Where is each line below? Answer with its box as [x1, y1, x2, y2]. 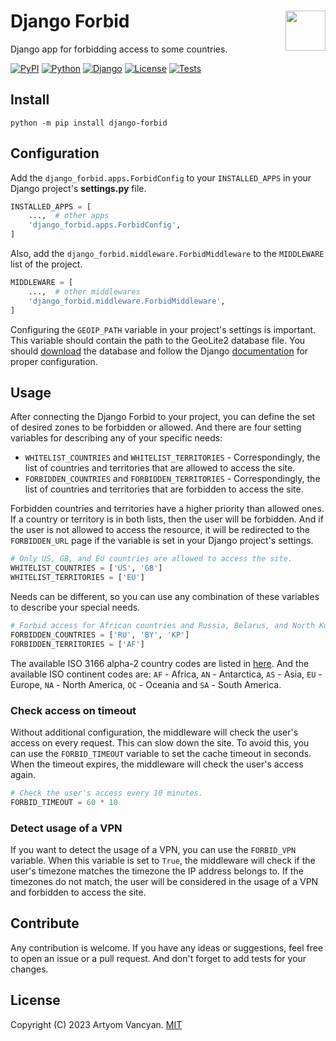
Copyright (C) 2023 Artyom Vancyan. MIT [10, 1018, 183, 1030]
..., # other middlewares [28, 286, 141, 297]
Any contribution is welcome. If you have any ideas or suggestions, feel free [10, 941, 324, 954]
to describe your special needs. [10, 601, 141, 613]
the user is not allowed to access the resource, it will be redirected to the [10, 524, 310, 536]
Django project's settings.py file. [10, 182, 147, 194]
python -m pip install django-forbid [10, 118, 168, 128]
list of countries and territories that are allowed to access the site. [24, 462, 296, 474]
